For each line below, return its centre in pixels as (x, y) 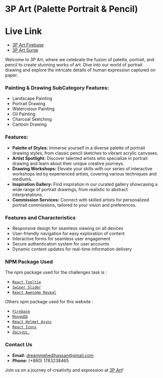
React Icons (24, 327)
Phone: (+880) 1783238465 (41, 360)
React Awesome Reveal (34, 293)
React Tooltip (26, 282)
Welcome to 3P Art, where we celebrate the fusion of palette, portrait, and (80, 60)
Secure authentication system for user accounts (60, 244)
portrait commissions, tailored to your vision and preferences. (74, 205)
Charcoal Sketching (32, 119)
